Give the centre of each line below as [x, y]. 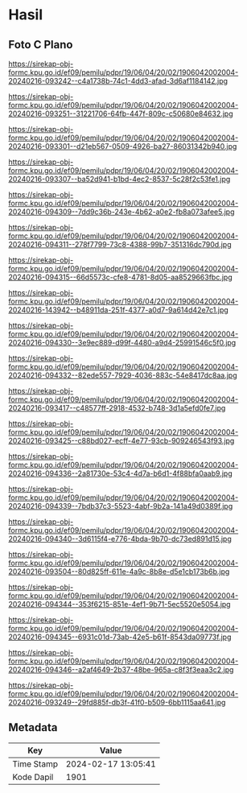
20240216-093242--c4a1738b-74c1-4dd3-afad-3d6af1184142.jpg [118, 81]
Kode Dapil [33, 777]
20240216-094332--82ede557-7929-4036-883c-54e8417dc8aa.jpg [123, 375]
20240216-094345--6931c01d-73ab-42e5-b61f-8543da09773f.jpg [120, 637]
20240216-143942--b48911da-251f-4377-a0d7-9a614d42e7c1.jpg [119, 310]
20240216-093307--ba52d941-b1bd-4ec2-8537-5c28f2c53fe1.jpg [119, 179]
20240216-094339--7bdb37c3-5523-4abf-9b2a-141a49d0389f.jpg [121, 506]
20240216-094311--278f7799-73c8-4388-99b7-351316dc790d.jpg [120, 244]
